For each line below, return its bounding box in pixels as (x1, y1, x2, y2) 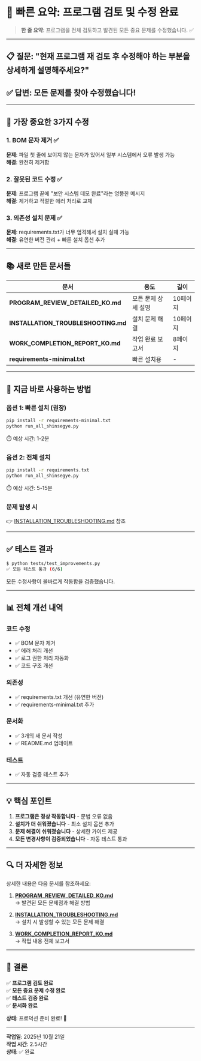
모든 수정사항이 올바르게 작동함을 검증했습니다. (6, 578, 115, 585)
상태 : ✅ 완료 (6, 1048, 35, 1055)
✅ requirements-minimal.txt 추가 (14, 701, 95, 708)
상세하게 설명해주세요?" (6, 65, 90, 76)
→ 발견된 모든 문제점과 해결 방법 (14, 899, 91, 906)
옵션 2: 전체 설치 (6, 453, 51, 461)
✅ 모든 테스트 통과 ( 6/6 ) (6, 566, 63, 572)
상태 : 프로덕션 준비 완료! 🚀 (6, 1014, 67, 1021)
